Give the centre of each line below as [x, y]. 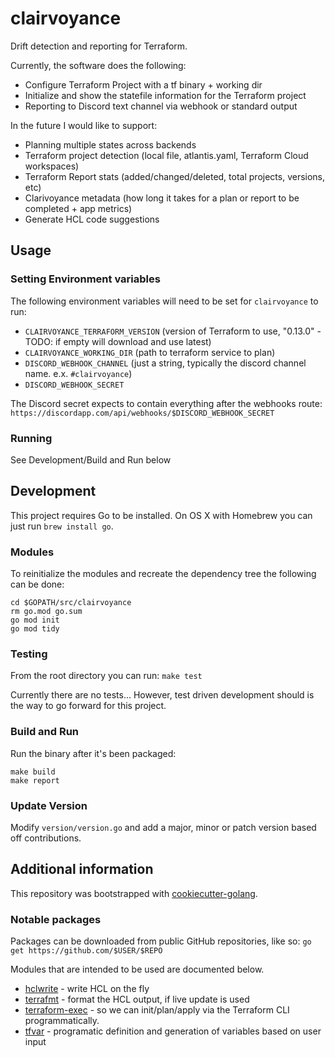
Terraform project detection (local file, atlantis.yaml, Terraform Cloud [166, 155]
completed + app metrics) [78, 208]
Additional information [82, 869]
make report [35, 780]
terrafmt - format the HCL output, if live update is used [137, 999]
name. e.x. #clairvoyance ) [78, 373]
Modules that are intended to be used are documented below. [137, 969]
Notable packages [56, 919]
